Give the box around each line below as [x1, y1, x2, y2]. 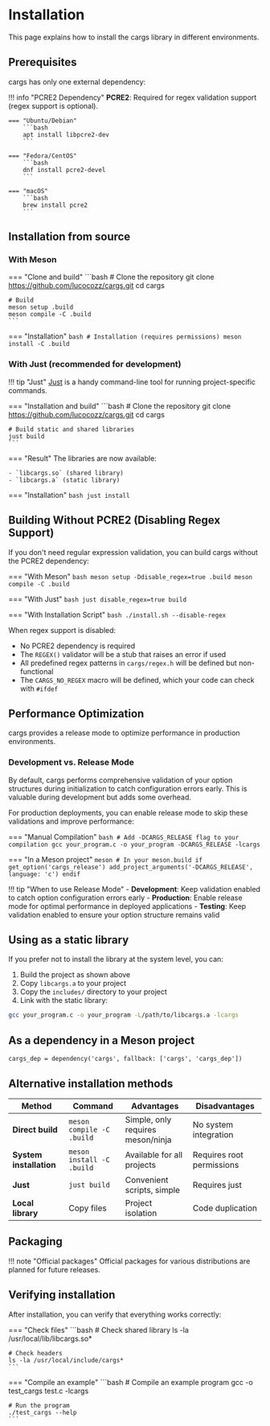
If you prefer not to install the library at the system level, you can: [8, 955, 223, 964]
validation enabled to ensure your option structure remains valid [8, 910, 220, 919]
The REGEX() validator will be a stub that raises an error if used [19, 649, 227, 659]
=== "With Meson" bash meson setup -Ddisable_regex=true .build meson [8, 571, 253, 581]
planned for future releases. [8, 1264, 100, 1274]
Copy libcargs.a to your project [19, 979, 127, 988]
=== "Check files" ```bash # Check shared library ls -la [8, 1325, 189, 1334]
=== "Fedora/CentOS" [8, 151, 78, 160]
